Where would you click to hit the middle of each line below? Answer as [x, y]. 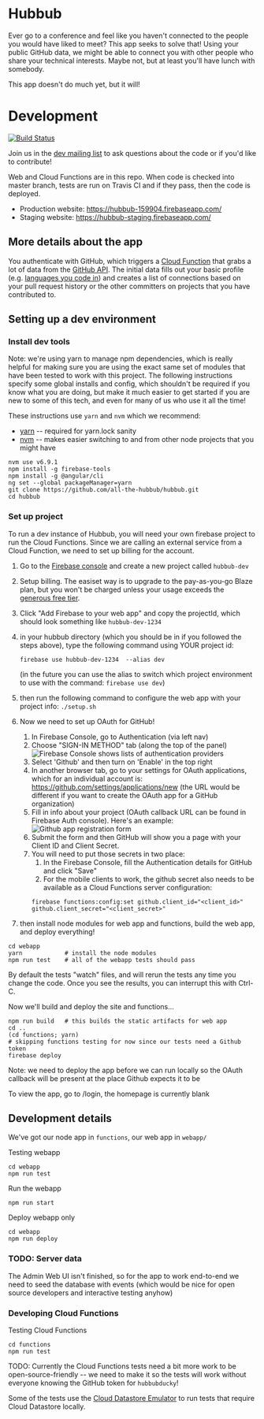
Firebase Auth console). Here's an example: [102, 820]
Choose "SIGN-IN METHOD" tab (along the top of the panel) [129, 745]
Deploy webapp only [42, 1217]
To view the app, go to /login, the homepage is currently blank [109, 1094]
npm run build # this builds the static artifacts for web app [117, 1021]
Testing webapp [34, 1153]
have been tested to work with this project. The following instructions [121, 376]
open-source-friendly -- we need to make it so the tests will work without [127, 1375]
